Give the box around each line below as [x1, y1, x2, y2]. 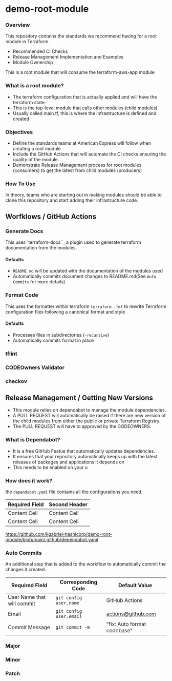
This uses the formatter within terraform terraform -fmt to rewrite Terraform [5, 303, 167, 309]
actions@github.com [106, 610, 156, 617]
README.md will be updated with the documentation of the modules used [12, 268, 163, 274]
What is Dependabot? [5, 436, 60, 443]
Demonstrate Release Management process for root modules [12, 162, 142, 168]
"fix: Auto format [106, 620, 146, 628]
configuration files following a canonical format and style [5, 308, 125, 315]
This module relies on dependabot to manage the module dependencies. [12, 407, 166, 413]
